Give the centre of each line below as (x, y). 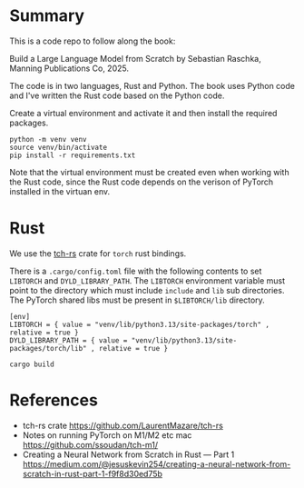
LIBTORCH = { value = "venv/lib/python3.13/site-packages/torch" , (140, 324)
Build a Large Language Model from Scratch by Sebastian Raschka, (135, 58)
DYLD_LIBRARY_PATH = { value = (69, 340)
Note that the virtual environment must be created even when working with (149, 172)
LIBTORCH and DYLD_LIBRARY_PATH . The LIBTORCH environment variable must (147, 280)
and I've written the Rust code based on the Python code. (117, 95)
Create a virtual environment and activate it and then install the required (143, 113)
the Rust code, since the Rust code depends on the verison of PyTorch (142, 182)
